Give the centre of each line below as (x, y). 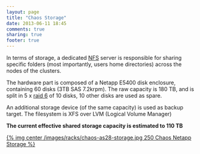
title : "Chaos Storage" (37, 18)
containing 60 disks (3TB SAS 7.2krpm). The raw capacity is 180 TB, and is (100, 89)
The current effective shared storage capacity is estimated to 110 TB (95, 126)
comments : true (26, 29)
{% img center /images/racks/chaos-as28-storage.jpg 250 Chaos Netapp (99, 137)
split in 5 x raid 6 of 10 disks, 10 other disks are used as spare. (84, 96)
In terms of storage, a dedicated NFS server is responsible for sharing (94, 58)
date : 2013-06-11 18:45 (37, 23)
